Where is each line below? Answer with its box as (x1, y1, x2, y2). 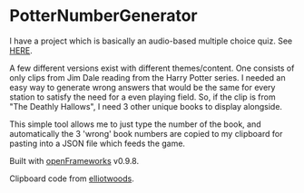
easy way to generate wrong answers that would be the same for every (9, 82, 276, 92)
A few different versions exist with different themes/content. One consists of (9, 63, 295, 73)
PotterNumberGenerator (9, 5, 198, 26)
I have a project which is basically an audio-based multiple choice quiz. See (9, 35, 293, 46)
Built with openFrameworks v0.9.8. (9, 155, 139, 166)
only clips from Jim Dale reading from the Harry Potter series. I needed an (9, 72, 286, 82)
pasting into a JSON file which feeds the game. (9, 138, 186, 149)
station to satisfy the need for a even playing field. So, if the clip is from (9, 92, 276, 102)
